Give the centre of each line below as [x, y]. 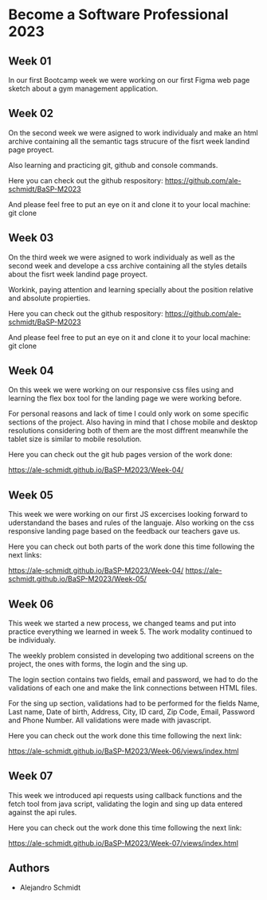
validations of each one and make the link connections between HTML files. [133, 688]
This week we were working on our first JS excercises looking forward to [128, 515]
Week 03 [31, 238]
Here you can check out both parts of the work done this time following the [132, 546]
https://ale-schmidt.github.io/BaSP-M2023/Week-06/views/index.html [124, 751]
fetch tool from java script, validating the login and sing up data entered [126, 804]
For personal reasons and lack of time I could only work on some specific [129, 414]
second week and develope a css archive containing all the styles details [128, 265]
